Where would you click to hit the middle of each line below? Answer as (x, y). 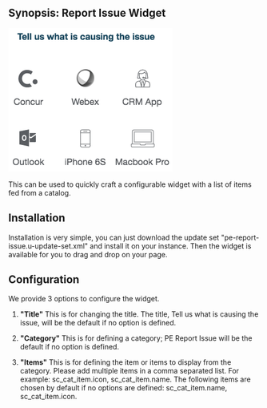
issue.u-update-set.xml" (48, 246)
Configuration (44, 280)
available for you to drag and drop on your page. (88, 254)
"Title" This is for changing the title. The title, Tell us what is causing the (139, 314)
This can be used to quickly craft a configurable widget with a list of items (130, 184)
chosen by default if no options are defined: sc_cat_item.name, (124, 388)
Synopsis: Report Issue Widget (87, 13)
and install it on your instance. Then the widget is (171, 246)
